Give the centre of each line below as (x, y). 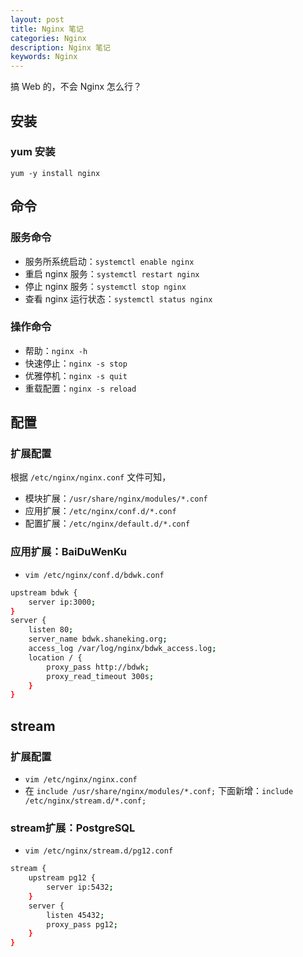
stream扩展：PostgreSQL (73, 828)
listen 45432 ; (75, 915)
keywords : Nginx (44, 57)
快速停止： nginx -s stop (76, 363)
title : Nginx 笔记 (47, 29)
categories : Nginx (48, 38)
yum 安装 (33, 152)
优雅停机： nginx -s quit (76, 375)
